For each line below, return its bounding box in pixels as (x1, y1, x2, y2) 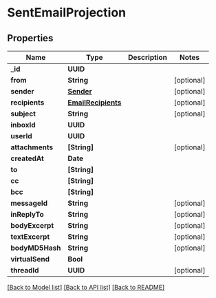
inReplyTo (10, 210, 45, 219)
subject (10, 109, 36, 118)
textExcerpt (10, 232, 50, 242)
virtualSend (10, 255, 50, 264)
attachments (10, 142, 54, 152)
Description (128, 53, 167, 62)
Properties (7, 32, 54, 44)
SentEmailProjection (7, 5, 126, 21)
